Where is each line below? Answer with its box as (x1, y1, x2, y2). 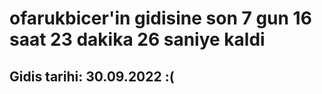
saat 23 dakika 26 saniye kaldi (9, 28, 266, 51)
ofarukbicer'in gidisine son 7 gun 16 (9, 7, 312, 30)
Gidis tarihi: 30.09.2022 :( (9, 68, 175, 85)
